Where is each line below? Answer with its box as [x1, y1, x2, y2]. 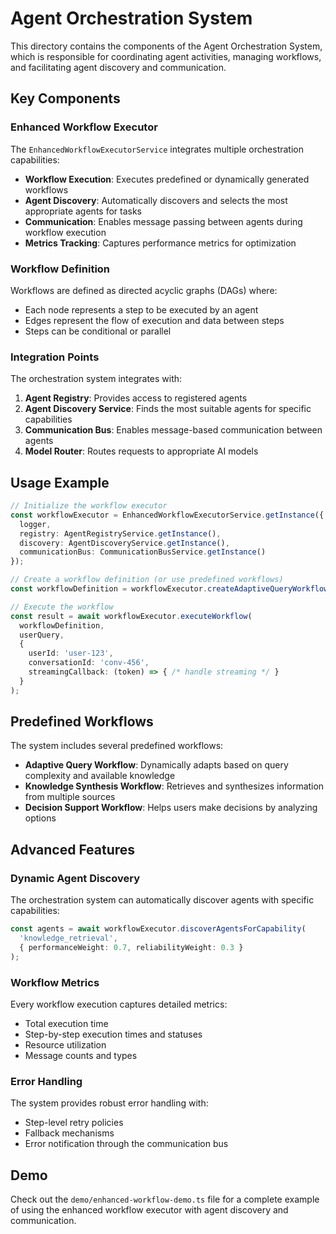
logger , [19, 519, 52, 529]
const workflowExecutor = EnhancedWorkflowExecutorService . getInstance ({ [10, 510, 325, 520]
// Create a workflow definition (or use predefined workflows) [10, 575, 284, 585]
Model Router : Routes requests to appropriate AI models [24, 445, 259, 457]
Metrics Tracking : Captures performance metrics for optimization [24, 237, 297, 249]
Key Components [10, 90, 121, 107]
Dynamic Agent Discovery [10, 871, 140, 885]
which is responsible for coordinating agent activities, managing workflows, [10, 50, 322, 62]
